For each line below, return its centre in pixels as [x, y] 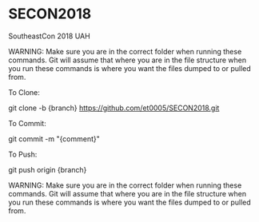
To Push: [23, 154]
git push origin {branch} [48, 169]
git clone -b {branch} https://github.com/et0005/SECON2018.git [114, 108]
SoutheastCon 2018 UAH [49, 36]
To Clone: [24, 92]
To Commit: [27, 123]
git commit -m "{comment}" [54, 139]
